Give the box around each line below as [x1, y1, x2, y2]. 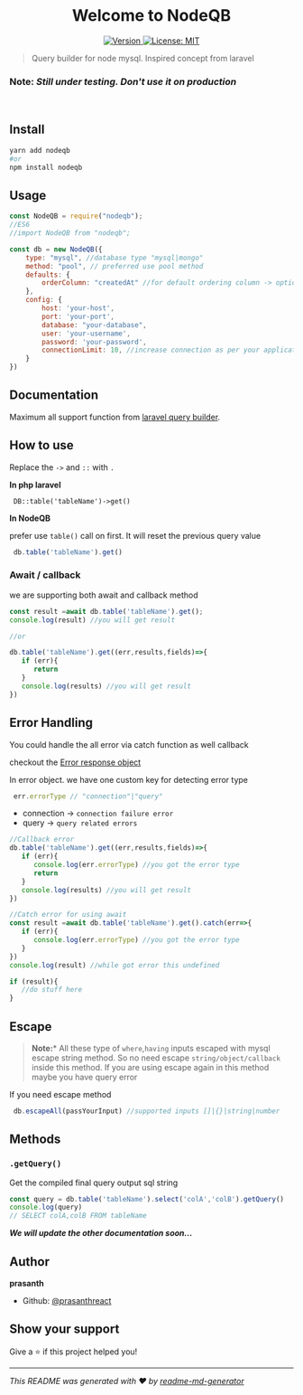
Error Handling [9, 715, 93, 730]
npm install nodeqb [9, 163, 83, 172]
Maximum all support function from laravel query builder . [9, 411, 221, 422]
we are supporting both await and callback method [9, 589, 198, 600]
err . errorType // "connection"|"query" [13, 791, 164, 801]
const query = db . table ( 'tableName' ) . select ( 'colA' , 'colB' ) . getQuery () [9, 1194, 284, 1203]
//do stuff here [21, 985, 83, 994]
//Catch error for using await [9, 910, 127, 919]
